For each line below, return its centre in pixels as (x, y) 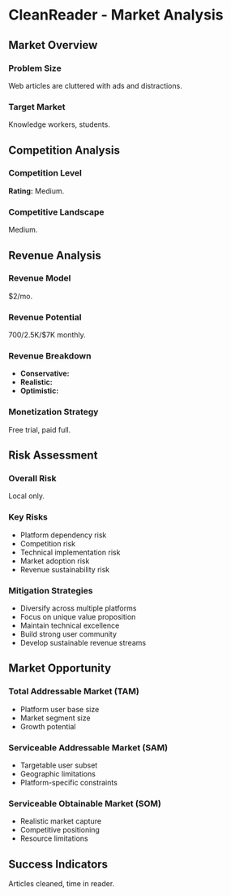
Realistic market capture (61, 821)
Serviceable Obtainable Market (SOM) (85, 803)
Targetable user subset (59, 765)
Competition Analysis (64, 150)
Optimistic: (39, 391)
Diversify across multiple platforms (78, 608)
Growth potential (48, 726)
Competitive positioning (60, 830)
